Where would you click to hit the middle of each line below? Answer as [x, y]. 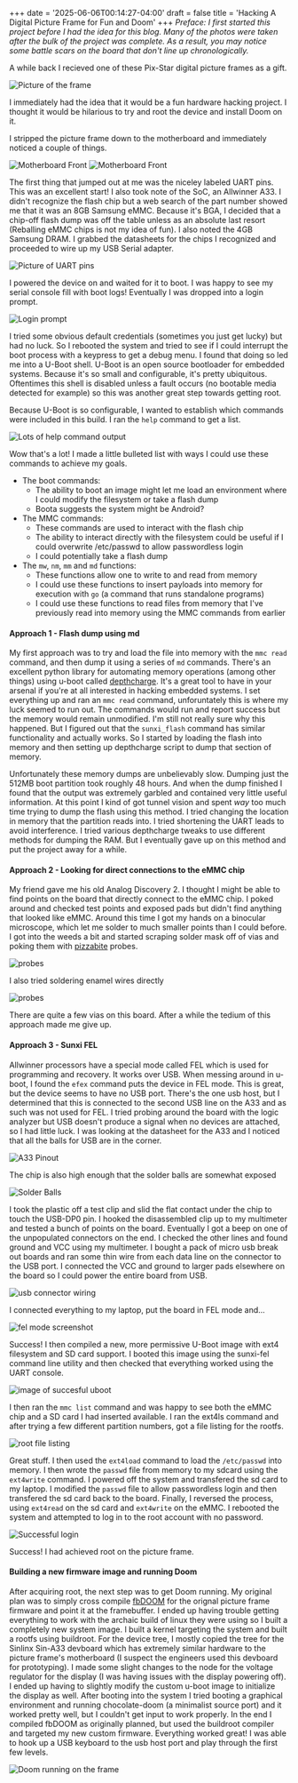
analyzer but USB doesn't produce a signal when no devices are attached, [145, 1121]
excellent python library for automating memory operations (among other [143, 672]
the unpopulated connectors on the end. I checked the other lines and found [149, 1237]
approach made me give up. [61, 1025]
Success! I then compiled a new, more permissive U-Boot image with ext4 [144, 1344]
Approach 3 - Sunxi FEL [54, 1045]
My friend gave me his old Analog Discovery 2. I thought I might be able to [145, 890]
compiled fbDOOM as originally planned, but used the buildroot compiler [142, 1723]
